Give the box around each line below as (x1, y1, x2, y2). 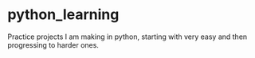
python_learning (7, 6, 120, 24)
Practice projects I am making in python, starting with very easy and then (7, 32, 248, 41)
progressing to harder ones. (7, 40, 99, 49)
